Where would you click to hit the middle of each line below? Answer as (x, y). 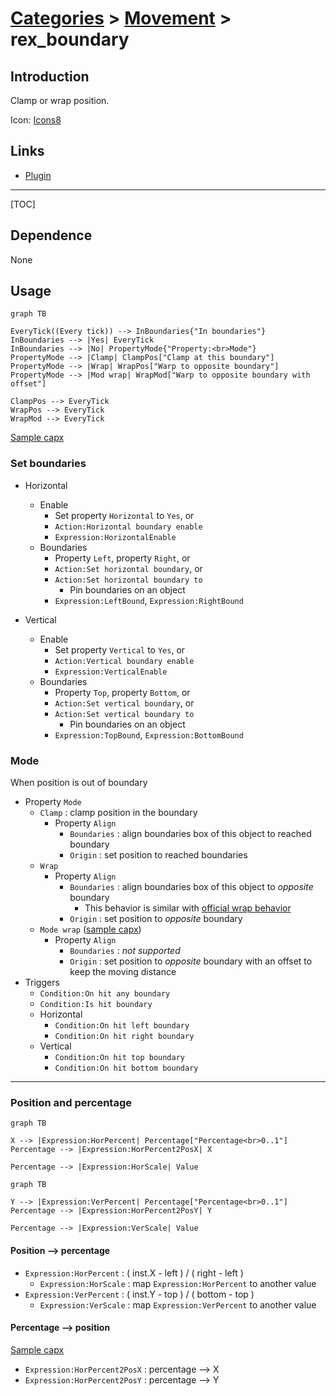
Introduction (50, 76)
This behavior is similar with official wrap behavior (188, 908)
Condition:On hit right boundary (124, 1037)
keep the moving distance (123, 972)
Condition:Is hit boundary (96, 1005)
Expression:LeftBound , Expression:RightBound (149, 600)
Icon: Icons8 (36, 120)
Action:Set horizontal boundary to (128, 580)
